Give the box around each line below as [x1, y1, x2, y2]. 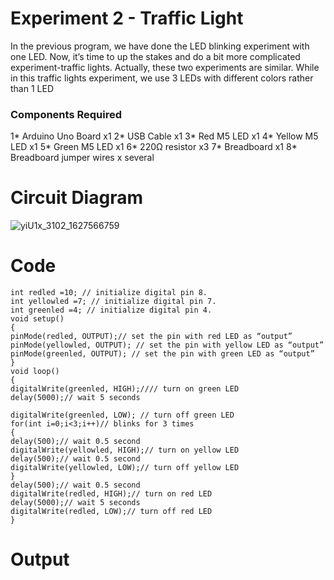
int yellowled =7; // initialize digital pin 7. [10, 297, 217, 307]
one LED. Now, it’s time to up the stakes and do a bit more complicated [10, 50, 301, 62]
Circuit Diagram [10, 187, 143, 209]
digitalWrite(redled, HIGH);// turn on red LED [10, 489, 213, 499]
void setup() [10, 314, 65, 324]
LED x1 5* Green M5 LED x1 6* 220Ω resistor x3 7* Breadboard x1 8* [10, 141, 298, 153]
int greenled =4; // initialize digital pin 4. [10, 305, 213, 316]
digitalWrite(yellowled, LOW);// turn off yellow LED [10, 463, 240, 473]
